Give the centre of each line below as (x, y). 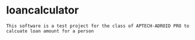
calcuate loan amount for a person (50, 31)
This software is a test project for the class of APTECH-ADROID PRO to (98, 26)
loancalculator (42, 10)
